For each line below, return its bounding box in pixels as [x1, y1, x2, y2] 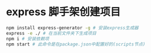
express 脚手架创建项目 [6, 5, 121, 19]
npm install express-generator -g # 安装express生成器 [6, 24, 139, 31]
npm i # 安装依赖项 [6, 36, 49, 41]
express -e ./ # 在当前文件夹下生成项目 [6, 30, 97, 36]
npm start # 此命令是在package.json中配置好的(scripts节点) [6, 41, 146, 47]
